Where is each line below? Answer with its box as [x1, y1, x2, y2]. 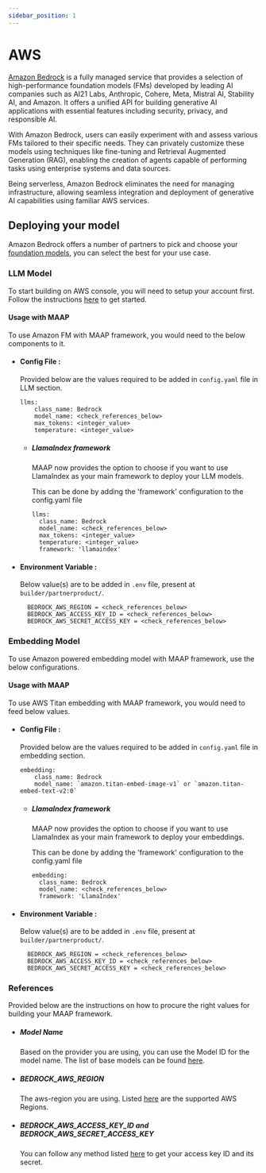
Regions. [19, 1102, 49, 1112]
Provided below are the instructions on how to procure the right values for [8, 1001, 250, 1010]
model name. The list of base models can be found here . [19, 1055, 205, 1065]
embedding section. [19, 750, 86, 760]
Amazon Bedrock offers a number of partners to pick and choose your [8, 240, 238, 249]
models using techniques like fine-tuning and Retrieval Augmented [8, 146, 226, 156]
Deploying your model [8, 218, 120, 232]
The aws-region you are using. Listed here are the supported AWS [19, 1094, 237, 1104]
